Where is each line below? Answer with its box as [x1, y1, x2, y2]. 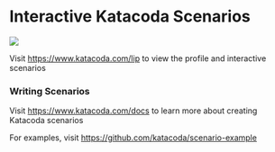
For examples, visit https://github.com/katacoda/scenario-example [9, 132, 257, 143]
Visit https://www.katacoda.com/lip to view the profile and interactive [9, 52, 267, 64]
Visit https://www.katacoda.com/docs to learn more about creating [9, 105, 258, 116]
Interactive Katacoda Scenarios [9, 6, 251, 27]
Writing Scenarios [9, 85, 90, 97]
